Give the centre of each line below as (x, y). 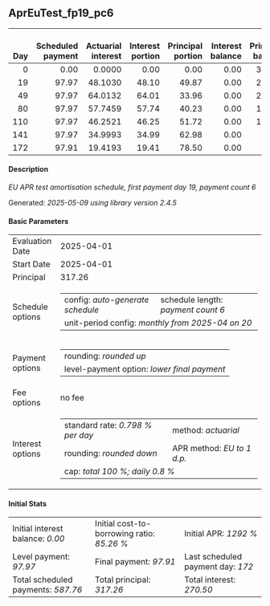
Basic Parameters (39, 221)
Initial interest (38, 529)
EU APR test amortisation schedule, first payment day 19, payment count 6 (132, 187)
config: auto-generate (106, 300)
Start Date (31, 264)
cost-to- (134, 523)
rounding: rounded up (105, 356)
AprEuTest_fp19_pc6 (61, 13)
